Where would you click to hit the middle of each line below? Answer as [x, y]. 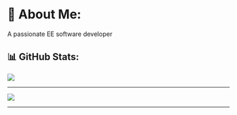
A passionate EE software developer [60, 34]
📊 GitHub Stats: [43, 57]
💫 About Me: [44, 14]
